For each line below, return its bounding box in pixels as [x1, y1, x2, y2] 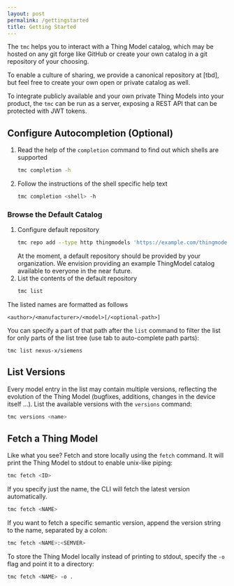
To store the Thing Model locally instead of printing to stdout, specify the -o [7, 552, 225, 561]
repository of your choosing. [7, 57, 89, 66]
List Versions [7, 366, 66, 379]
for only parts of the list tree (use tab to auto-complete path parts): [7, 334, 199, 342]
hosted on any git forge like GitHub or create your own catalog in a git [7, 50, 208, 58]
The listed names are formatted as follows [7, 300, 129, 308]
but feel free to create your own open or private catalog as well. [7, 79, 191, 87]
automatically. [7, 492, 47, 501]
